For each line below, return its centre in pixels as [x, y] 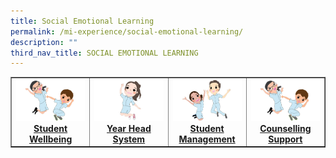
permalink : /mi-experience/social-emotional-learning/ [127, 31]
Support [285, 139]
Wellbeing [50, 139]
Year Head [129, 128]
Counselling [285, 128]
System [129, 139]
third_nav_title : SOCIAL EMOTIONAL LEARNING [104, 53]
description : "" [44, 42]
